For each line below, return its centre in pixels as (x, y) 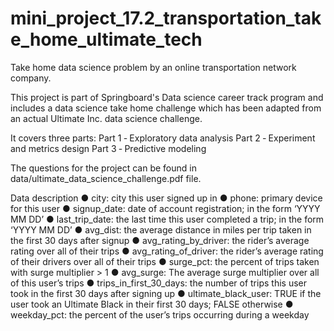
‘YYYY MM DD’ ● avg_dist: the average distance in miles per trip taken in (161, 229)
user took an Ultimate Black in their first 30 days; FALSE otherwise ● (152, 304)
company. (31, 78)
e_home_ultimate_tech (106, 39)
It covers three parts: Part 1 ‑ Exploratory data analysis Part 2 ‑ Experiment (163, 138)
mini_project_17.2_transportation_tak (166, 18)
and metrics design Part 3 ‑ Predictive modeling (108, 148)
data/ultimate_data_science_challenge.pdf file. (106, 178)
